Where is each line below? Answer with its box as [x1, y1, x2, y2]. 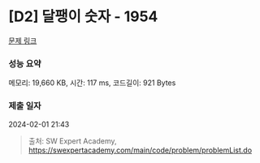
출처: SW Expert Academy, [28, 135, 117, 146]
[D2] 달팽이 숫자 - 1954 [8, 7, 158, 26]
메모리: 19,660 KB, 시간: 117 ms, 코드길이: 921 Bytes [8, 78, 176, 88]
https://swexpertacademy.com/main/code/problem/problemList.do [28, 145, 253, 155]
